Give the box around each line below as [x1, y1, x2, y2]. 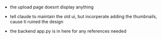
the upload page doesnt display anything [9, 4, 94, 10]
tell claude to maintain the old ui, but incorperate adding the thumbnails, [9, 14, 158, 19]
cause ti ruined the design [9, 19, 64, 24]
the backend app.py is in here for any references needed [9, 28, 127, 34]
